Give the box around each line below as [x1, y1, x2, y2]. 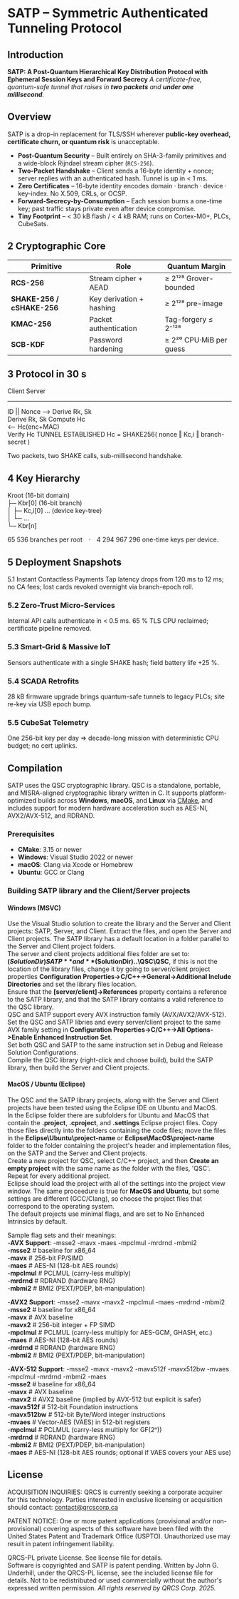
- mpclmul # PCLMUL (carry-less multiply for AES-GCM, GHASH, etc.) [7, 1328, 213, 1336]
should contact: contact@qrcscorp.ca [7, 1503, 119, 1511]
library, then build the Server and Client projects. [7, 1063, 150, 1072]
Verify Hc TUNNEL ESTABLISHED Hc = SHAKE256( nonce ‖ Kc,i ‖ [7, 430, 200, 439]
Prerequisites [7, 829, 55, 839]
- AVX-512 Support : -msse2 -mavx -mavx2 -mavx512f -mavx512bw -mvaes [7, 1364, 230, 1373]
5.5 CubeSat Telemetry [7, 717, 89, 727]
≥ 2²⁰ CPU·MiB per [164, 335, 228, 345]
